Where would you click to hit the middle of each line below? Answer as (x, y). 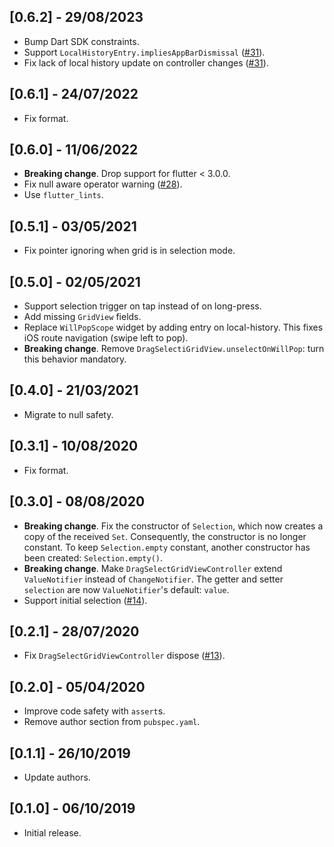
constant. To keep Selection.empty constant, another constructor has (167, 547)
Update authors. (57, 777)
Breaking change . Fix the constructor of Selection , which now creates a (173, 526)
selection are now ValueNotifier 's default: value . (126, 589)
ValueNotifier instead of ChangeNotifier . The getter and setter (153, 579)
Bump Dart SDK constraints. (81, 41)
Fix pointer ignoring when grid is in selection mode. (129, 251)
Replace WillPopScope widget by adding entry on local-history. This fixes (173, 327)
